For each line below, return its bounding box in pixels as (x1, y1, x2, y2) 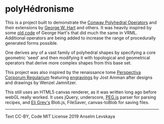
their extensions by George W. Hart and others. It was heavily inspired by (5, 24, 152, 30)
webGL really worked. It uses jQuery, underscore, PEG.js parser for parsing (5, 94, 156, 100)
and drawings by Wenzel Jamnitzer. (5, 79, 77, 86)
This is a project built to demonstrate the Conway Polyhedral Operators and (5, 19, 157, 25)
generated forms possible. (5, 40, 58, 46)
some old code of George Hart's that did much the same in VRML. (5, 30, 138, 35)
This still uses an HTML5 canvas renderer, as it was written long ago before (5, 89, 157, 95)
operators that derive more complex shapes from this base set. (5, 60, 132, 66)
